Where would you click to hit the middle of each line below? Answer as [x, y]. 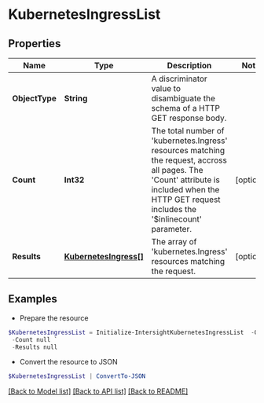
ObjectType [34, 98]
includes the [174, 209]
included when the [185, 190]
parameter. [172, 229]
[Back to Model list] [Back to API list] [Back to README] [98, 391]
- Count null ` [35, 339]
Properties [35, 44]
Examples [33, 299]
